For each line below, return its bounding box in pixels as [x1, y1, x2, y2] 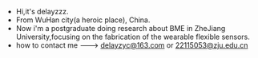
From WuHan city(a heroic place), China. [15, 15, 151, 25]
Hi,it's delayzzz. [15, 7, 69, 16]
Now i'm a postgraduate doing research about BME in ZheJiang [15, 24, 226, 33]
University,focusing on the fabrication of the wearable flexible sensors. [15, 32, 251, 41]
